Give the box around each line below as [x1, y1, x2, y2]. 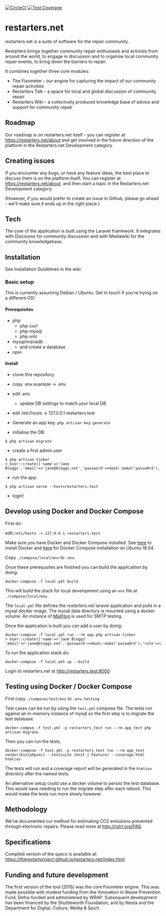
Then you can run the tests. [5, 738, 61, 744]
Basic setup [5, 278, 34, 285]
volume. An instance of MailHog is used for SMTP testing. [5, 613, 123, 619]
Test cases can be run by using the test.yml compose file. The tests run [5, 705, 152, 711]
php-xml [19, 333, 37, 339]
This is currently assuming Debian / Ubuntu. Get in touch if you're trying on [5, 290, 158, 296]
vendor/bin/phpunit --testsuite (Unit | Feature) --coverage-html [5, 752, 145, 757]
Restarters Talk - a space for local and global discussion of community [12, 88, 157, 94]
